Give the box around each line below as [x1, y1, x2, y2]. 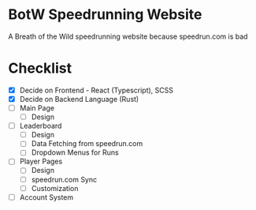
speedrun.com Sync [31, 174, 98, 184]
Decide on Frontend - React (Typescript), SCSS [19, 85, 173, 95]
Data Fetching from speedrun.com [31, 139, 143, 148]
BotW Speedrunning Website [8, 6, 202, 24]
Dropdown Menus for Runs [31, 148, 120, 157]
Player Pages [19, 156, 63, 167]
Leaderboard [19, 121, 62, 131]
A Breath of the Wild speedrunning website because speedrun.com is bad [8, 32, 248, 41]
